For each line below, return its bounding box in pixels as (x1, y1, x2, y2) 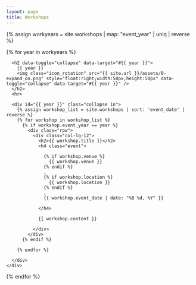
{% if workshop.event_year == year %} (21, 122, 119, 128)
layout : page (6, 8, 39, 15)
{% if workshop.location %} (43, 174, 113, 180)
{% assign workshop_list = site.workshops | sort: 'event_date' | (17, 106, 185, 113)
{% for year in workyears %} (6, 48, 76, 55)
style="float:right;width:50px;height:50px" (46, 75, 159, 81)
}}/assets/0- (133, 70, 167, 76)
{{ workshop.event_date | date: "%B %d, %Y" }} (43, 195, 164, 201)
